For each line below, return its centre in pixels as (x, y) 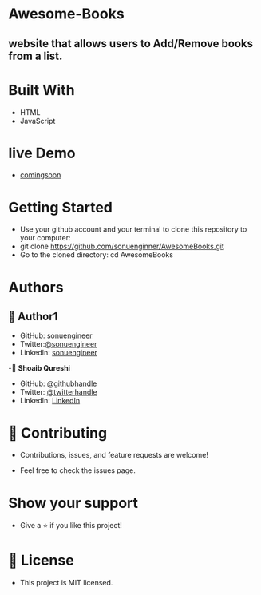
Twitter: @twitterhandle (58, 392)
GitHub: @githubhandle (58, 383)
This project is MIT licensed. (66, 583)
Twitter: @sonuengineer (58, 344)
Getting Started (61, 207)
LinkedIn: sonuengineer (59, 353)
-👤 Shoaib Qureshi (39, 368)
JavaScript (38, 121)
